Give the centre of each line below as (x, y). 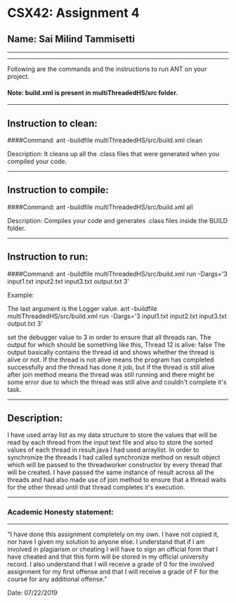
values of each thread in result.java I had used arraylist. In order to (103, 450)
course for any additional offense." (57, 579)
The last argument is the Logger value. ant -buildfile (82, 308)
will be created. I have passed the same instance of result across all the (111, 472)
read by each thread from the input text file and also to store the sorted (110, 443)
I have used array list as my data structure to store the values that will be (112, 435)
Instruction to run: (48, 257)
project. (19, 76)
